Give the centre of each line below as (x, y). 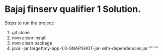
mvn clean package (32, 43)
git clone (21, 32)
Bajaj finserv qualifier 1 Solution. (73, 9)
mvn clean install (29, 38)
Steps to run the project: (30, 23)
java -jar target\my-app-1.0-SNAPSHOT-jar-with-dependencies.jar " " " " (85, 48)
